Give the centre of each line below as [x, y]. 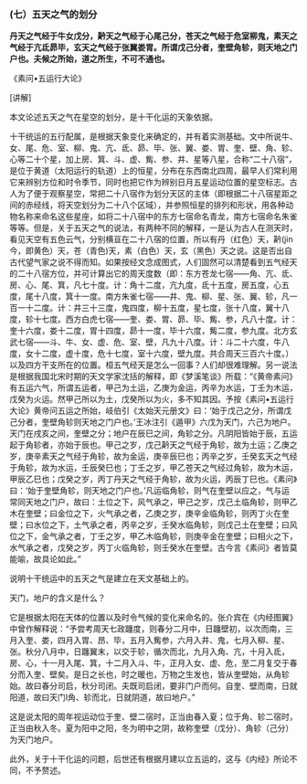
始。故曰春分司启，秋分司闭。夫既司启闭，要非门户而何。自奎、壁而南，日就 [153, 686]
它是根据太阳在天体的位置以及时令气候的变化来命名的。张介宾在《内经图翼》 [153, 618]
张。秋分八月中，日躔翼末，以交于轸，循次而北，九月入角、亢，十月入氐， [149, 652]
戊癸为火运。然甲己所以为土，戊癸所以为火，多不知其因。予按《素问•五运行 [152, 399]
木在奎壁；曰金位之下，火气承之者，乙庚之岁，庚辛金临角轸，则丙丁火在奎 [149, 514]
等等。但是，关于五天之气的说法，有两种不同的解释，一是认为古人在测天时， [153, 228]
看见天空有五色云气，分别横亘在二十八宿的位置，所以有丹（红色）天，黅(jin [152, 239]
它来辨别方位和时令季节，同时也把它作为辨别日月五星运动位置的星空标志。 [149, 182]
